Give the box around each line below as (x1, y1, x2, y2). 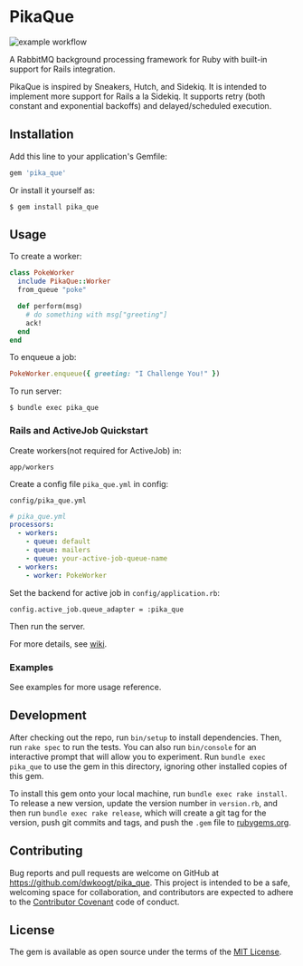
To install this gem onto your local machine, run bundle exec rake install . (9, 787, 288, 799)
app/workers (9, 463, 54, 472)
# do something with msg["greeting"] (25, 310, 168, 319)
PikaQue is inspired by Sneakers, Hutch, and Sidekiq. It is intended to (9, 81, 267, 92)
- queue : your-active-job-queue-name (25, 553, 168, 563)
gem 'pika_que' (9, 168, 67, 178)
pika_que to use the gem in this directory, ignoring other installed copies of (9, 760, 288, 772)
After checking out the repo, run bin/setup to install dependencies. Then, (9, 732, 282, 743)
